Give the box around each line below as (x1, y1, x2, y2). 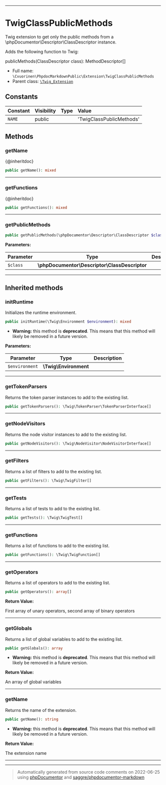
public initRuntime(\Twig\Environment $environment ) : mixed (5, 319, 132, 324)
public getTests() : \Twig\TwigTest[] (5, 515, 83, 520)
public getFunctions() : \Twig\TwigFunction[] (5, 552, 100, 557)
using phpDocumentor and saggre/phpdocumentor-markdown (17, 774, 145, 780)
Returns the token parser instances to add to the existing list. (5, 394, 129, 400)
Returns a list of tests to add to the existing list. (5, 506, 100, 512)
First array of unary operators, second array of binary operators (5, 608, 135, 614)
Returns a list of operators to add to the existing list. (5, 580, 110, 586)
